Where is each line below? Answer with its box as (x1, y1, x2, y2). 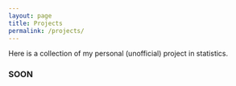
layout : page (8, 11, 52, 20)
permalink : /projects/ (8, 27, 85, 35)
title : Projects (8, 19, 63, 27)
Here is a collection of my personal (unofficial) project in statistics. (8, 49, 229, 59)
